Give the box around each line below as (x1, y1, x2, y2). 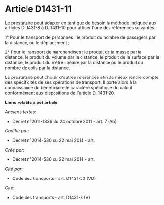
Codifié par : (5, 128, 29, 133)
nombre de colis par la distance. (5, 65, 70, 71)
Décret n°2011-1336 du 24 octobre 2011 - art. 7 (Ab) (12, 118, 117, 124)
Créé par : (5, 147, 25, 153)
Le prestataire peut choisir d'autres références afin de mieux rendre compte (5, 74, 159, 80)
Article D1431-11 (5, 3, 72, 15)
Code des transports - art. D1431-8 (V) (12, 194, 91, 200)
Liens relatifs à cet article (5, 99, 58, 105)
